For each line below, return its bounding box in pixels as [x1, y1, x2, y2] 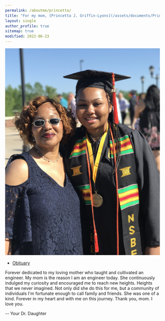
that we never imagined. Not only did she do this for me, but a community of [5, 286, 160, 291]
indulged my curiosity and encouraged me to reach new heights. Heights [5, 280, 153, 286]
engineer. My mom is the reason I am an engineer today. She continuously [5, 275, 155, 281]
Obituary [12, 260, 30, 266]
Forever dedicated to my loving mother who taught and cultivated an [5, 270, 144, 275]
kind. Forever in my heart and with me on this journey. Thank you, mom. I [5, 296, 153, 301]
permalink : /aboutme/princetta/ [5, 8, 71, 13]
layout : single [5, 18, 36, 23]
